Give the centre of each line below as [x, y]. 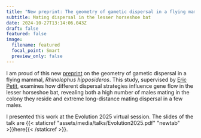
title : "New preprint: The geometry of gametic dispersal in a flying [96, 12]
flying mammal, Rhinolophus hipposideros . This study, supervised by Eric [97, 79]
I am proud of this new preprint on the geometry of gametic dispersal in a [96, 73]
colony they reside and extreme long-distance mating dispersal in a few [95, 99]
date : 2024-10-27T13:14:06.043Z [46, 23]
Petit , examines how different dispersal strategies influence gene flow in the [100, 86]
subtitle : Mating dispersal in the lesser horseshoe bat [79, 17]
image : [14, 39]
